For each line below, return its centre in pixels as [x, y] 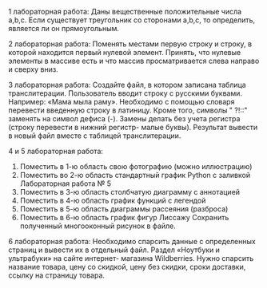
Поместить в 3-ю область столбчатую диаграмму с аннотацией [130, 192]
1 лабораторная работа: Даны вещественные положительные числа [125, 12]
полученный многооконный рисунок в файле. [98, 226]
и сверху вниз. [33, 69]
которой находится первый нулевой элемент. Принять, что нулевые [125, 52]
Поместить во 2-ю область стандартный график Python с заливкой [135, 175]
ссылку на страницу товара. [57, 275]
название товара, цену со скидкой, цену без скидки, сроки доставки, [127, 267]
